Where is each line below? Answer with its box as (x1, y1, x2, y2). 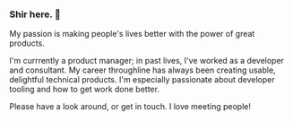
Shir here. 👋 (9, 8, 61, 21)
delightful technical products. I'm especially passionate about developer (9, 74, 275, 85)
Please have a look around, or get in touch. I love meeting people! (9, 101, 251, 112)
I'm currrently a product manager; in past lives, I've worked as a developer (9, 56, 285, 66)
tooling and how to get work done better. (9, 84, 159, 95)
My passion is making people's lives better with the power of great (9, 29, 255, 39)
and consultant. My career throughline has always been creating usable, (9, 65, 276, 75)
